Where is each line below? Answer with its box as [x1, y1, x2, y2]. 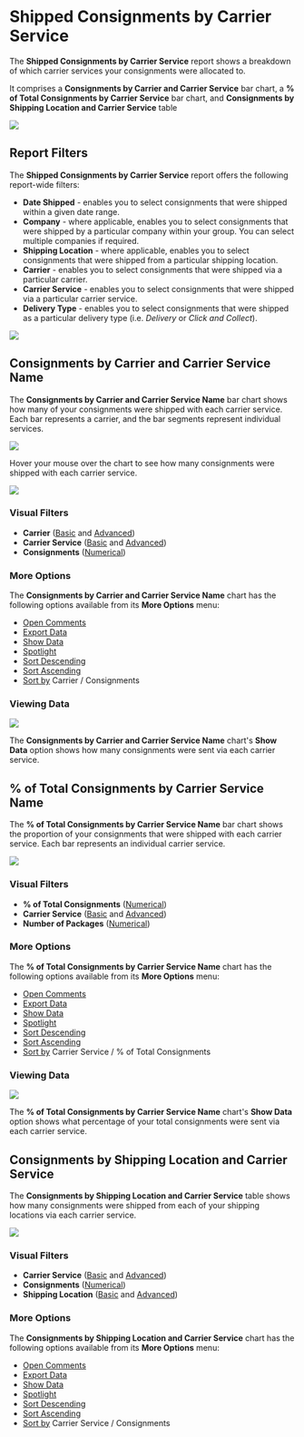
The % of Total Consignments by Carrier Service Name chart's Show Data [9, 1107, 293, 1118]
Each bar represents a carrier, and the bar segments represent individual [9, 413, 281, 424]
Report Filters [9, 145, 89, 161]
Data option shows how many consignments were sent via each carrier [9, 745, 276, 756]
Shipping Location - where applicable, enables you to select [22, 245, 250, 256]
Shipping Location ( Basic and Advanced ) [22, 1289, 179, 1300]
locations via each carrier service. [9, 1209, 137, 1220]
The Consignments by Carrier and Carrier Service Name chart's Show [9, 735, 278, 746]
